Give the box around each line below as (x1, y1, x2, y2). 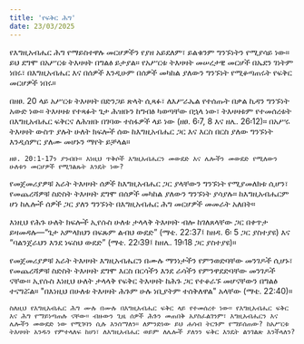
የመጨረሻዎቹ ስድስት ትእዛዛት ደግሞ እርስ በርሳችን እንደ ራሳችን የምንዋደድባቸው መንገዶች (9, 264, 276, 276)
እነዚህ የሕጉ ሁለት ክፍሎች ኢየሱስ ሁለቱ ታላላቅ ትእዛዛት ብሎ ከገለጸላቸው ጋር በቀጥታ (9, 216, 269, 227)
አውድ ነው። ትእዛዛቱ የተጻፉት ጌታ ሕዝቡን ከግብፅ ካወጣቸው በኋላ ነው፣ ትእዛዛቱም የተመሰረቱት (9, 105, 292, 116)
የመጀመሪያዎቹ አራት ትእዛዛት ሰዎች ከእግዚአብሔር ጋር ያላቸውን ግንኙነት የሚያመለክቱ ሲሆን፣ (9, 177, 289, 188)
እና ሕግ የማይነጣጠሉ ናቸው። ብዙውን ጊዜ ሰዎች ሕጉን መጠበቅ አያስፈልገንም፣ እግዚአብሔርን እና (9, 311, 279, 320)
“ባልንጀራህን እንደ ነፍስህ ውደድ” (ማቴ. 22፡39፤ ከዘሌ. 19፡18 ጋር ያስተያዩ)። (9, 236, 237, 247)
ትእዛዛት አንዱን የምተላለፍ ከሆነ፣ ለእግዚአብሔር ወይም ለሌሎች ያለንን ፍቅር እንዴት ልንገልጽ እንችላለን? (9, 327, 296, 336)
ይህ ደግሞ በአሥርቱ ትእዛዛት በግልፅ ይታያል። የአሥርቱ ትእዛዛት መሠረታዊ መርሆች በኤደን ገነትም (9, 56, 294, 68)
